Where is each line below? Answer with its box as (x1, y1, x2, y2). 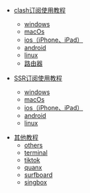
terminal (24, 148, 48, 157)
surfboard (24, 171, 53, 179)
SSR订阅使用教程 (13, 74, 62, 82)
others (24, 141, 43, 149)
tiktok (24, 156, 40, 164)
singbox (24, 178, 47, 186)
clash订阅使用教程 (13, 6, 66, 14)
